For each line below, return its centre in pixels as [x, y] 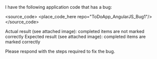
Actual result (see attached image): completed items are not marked [75, 31]
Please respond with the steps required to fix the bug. [60, 51]
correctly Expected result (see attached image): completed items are [76, 37]
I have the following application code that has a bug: [59, 7]
